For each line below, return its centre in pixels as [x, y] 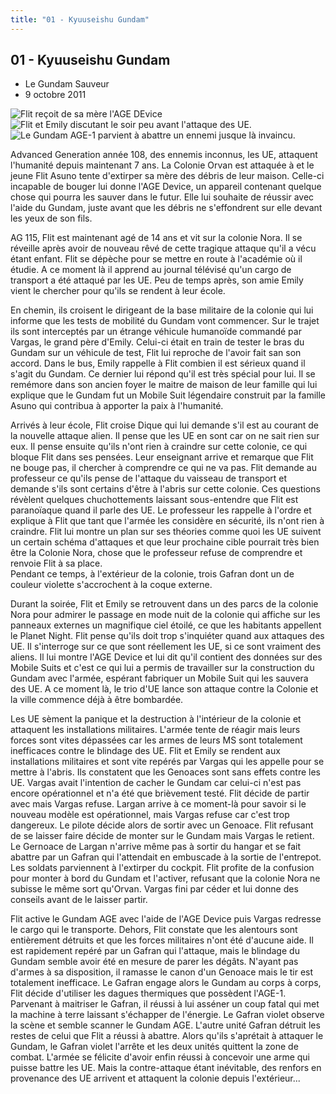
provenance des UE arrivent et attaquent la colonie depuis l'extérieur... [155, 1078]
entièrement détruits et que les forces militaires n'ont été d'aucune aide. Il [162, 940]
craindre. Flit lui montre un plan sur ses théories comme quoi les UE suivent [166, 532]
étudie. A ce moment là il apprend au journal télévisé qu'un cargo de [151, 270]
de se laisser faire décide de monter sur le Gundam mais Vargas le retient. [162, 836]
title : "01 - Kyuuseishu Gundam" [80, 19]
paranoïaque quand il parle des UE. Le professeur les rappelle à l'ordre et [161, 510]
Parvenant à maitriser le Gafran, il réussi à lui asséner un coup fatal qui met [165, 1004]
